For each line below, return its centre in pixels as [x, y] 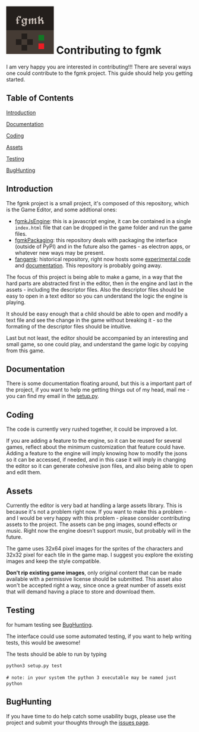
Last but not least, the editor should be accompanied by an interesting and [97, 338]
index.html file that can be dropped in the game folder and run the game [104, 227]
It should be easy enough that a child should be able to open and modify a [97, 314]
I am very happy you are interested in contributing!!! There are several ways [99, 67]
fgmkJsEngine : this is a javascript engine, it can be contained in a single [103, 221]
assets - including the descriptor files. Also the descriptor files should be [95, 289]
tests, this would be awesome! [43, 642]
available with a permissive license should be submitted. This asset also [94, 579]
